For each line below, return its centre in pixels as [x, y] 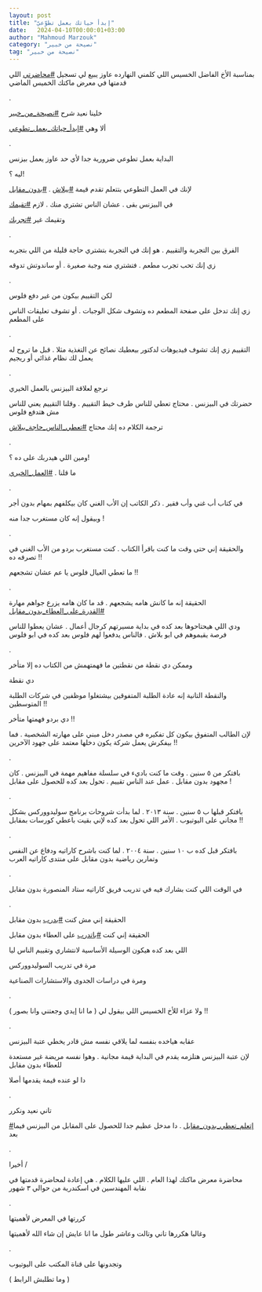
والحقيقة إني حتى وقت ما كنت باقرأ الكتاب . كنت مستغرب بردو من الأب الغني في [126, 549]
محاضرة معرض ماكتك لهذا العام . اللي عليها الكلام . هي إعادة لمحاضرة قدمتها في [126, 1179]
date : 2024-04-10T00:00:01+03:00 [67, 30]
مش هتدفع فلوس [34, 412]
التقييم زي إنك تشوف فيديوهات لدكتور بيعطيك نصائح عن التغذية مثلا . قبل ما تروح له [129, 349]
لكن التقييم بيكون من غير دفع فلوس [61, 296]
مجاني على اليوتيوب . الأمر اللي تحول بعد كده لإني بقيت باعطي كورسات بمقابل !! [126, 820]
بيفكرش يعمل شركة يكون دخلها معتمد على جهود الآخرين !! [93, 742]
